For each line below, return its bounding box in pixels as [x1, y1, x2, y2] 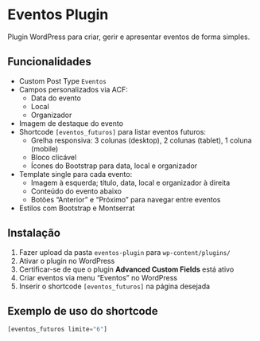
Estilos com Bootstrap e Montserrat [18, 203, 135, 213]
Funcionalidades [7, 55, 92, 69]
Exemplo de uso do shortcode [7, 304, 158, 318]
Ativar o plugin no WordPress [18, 256, 115, 265]
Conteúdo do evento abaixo [30, 186, 122, 196]
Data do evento [30, 93, 81, 103]
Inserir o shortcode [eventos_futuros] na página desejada [18, 281, 211, 291]
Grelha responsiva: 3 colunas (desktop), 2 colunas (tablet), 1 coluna [30, 135, 252, 145]
